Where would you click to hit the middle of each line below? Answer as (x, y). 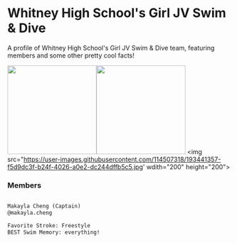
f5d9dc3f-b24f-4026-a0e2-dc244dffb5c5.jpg (75, 167)
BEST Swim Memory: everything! (54, 232)
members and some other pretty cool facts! (71, 55)
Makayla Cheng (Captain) (44, 206)
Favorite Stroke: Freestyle (49, 225)
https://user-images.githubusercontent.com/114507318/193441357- (122, 159)
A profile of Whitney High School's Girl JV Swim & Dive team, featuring (111, 48)
